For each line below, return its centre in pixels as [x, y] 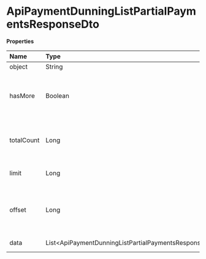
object [18, 67]
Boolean [57, 96]
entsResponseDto [53, 24]
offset [18, 209]
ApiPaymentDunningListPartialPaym [101, 11]
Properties [20, 41]
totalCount [25, 140]
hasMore [22, 96]
